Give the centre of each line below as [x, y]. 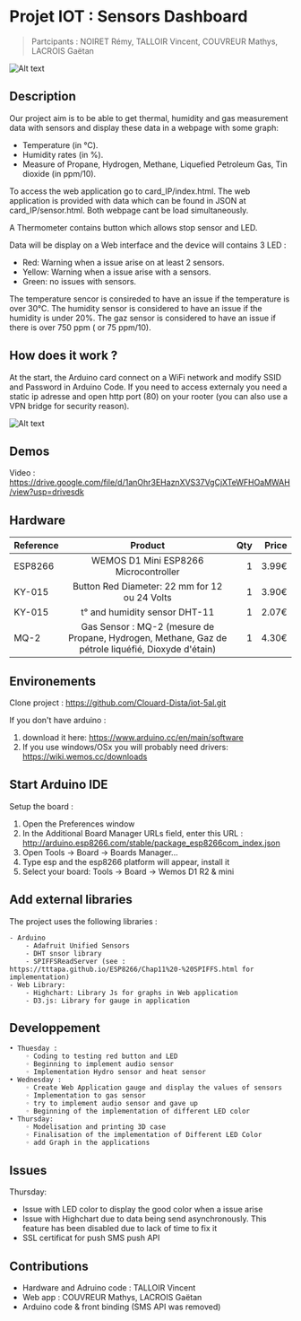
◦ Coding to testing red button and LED [102, 1056]
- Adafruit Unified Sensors [77, 945]
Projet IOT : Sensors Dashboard [129, 17]
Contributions [49, 1266]
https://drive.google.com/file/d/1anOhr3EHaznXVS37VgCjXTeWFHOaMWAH [150, 483]
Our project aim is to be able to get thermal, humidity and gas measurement [149, 118]
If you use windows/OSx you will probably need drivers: [125, 747]
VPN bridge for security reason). [69, 406]
